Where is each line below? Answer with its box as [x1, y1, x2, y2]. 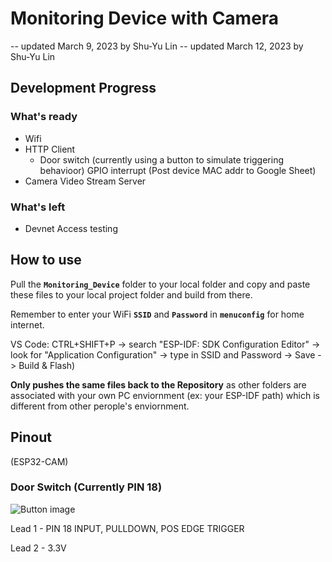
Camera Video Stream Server [24, 175, 147, 187]
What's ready [10, 110, 78, 124]
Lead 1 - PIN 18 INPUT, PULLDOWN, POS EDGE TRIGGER [10, 522, 245, 534]
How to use [10, 252, 82, 269]
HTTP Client [24, 143, 76, 155]
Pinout [10, 429, 53, 446]
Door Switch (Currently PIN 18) [10, 480, 163, 494]
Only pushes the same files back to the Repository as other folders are [10, 378, 307, 391]
